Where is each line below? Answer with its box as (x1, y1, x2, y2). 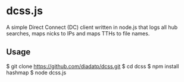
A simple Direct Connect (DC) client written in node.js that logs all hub (6, 24, 178, 31)
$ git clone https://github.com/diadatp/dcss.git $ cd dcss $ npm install (6, 63, 179, 70)
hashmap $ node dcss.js (6, 69, 67, 76)
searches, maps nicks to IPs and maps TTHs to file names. (6, 29, 150, 37)
